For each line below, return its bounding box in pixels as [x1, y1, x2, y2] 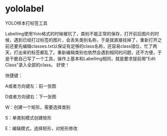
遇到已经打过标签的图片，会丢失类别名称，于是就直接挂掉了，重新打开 [13, 37, 158, 43]
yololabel [5, 3, 44, 14]
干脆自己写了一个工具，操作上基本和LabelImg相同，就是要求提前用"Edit [9, 55, 156, 61]
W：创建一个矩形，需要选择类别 [5, 104, 71, 110]
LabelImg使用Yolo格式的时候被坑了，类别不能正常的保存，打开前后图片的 [5, 30, 155, 36]
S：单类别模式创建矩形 [5, 115, 52, 121]
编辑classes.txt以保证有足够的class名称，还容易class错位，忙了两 [22, 43, 158, 49]
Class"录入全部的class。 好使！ [5, 62, 70, 68]
